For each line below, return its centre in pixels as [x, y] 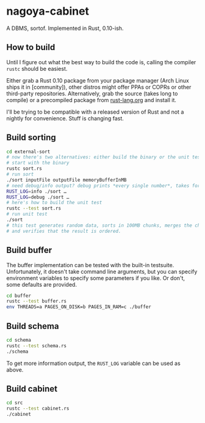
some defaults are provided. [42, 284]
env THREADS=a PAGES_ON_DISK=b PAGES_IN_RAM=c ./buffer [79, 307]
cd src [15, 403]
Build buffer [29, 250]
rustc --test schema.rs [37, 346]
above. [15, 370]
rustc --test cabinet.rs [38, 409]
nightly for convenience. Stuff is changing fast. [65, 118]
